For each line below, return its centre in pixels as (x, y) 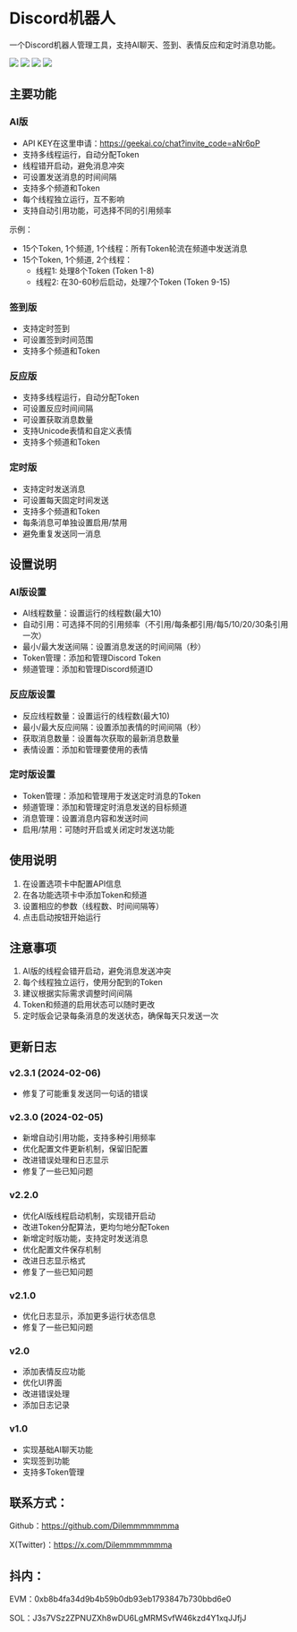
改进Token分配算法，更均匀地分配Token (96, 1227)
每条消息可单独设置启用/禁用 (75, 522)
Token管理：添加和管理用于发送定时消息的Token (111, 795)
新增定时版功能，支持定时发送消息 (85, 1238)
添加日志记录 (46, 1405)
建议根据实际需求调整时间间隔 (77, 993)
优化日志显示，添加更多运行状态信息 (89, 1316)
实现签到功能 (46, 1460)
